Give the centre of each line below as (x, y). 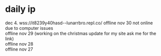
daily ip (20, 9)
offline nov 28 (19, 44)
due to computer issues (29, 28)
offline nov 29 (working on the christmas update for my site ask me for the (81, 33)
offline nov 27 (19, 49)
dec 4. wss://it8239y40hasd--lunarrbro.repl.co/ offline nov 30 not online (79, 23)
